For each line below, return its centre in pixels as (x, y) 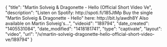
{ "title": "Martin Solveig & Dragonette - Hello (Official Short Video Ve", (79, 7)
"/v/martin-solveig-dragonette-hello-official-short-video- (95, 34)
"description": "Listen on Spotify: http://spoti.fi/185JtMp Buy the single (79, 13)
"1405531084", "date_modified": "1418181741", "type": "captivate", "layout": (84, 29)
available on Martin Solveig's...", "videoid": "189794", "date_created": (77, 23)
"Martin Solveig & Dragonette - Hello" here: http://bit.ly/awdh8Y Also (77, 18)
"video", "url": (20, 34)
